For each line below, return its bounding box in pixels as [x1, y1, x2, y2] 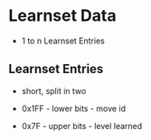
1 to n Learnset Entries [21, 35, 105, 46]
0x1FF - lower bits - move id [21, 103, 127, 114]
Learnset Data [8, 5, 117, 26]
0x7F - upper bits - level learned [21, 120, 143, 131]
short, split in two [21, 85, 87, 96]
